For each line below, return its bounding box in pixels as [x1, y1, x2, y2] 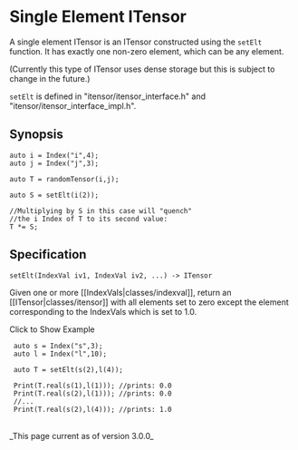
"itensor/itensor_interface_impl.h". [9, 100, 137, 111]
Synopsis [9, 127, 63, 142]
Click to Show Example [9, 324, 95, 335]
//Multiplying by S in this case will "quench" [9, 206, 193, 215]
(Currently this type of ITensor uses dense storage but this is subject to [9, 64, 275, 74]
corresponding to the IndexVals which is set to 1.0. [9, 306, 197, 317]
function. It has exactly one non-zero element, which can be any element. [9, 45, 284, 56]
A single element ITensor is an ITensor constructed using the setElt [9, 36, 263, 47]
